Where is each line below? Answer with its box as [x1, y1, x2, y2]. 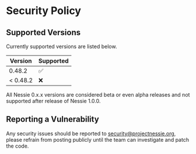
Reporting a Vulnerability [6, 114, 99, 124]
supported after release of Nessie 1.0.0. [6, 98, 101, 104]
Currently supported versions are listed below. [6, 43, 117, 50]
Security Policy [6, 4, 82, 18]
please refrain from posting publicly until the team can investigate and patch [6, 136, 190, 143]
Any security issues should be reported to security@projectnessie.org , [6, 130, 176, 137]
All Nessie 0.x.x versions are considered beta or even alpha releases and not [6, 91, 190, 98]
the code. [6, 142, 29, 149]
